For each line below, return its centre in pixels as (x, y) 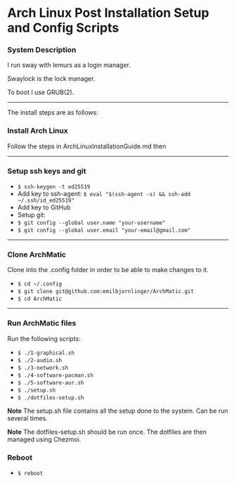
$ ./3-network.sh (43, 368)
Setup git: (31, 215)
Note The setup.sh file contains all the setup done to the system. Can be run (118, 411)
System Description (42, 50)
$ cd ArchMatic (40, 299)
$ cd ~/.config (40, 284)
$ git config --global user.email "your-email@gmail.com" (104, 231)
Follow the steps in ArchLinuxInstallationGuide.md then (87, 146)
